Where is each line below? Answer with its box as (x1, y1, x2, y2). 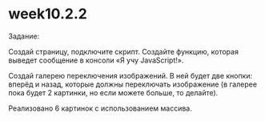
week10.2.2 (8, 5, 88, 23)
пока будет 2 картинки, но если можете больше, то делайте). (8, 87, 219, 97)
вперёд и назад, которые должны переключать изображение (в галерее (8, 79, 258, 89)
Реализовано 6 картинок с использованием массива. (8, 103, 192, 113)
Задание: (8, 31, 40, 41)
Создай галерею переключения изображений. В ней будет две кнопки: (8, 71, 253, 80)
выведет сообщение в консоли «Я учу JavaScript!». (8, 55, 184, 65)
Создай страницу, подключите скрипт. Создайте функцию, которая (8, 46, 239, 56)
